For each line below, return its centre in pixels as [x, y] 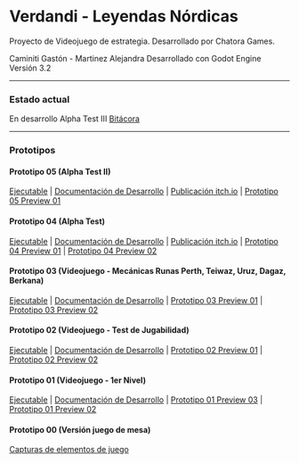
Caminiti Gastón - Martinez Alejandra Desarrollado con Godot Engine [135, 58]
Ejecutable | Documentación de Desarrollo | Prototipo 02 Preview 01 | [136, 350]
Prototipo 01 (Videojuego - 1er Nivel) [78, 380]
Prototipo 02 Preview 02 [54, 360]
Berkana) [27, 281]
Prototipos [32, 151]
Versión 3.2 [30, 68]
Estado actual [40, 99]
